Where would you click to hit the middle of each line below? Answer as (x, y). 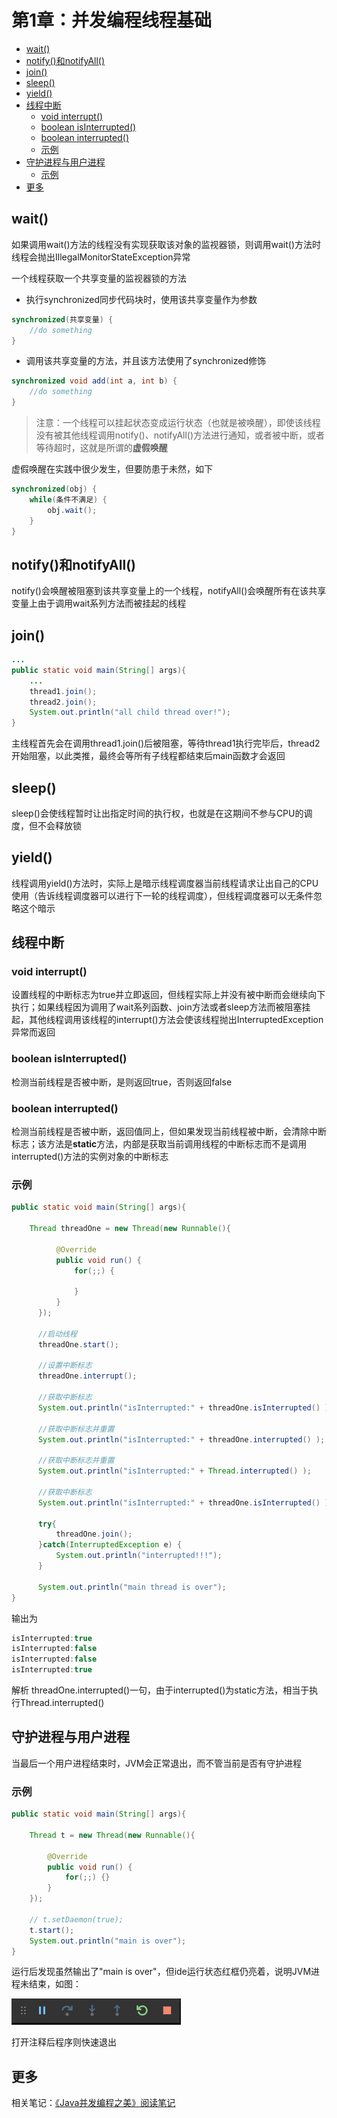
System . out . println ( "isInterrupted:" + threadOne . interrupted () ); (181, 1439)
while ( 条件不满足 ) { (68, 499)
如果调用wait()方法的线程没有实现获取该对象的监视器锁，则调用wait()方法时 (166, 244)
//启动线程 (57, 1334)
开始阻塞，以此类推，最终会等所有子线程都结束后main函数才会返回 (148, 756)
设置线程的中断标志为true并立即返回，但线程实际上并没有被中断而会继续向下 (168, 995)
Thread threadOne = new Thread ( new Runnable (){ (130, 1229)
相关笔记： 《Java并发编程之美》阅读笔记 (93, 2103)
